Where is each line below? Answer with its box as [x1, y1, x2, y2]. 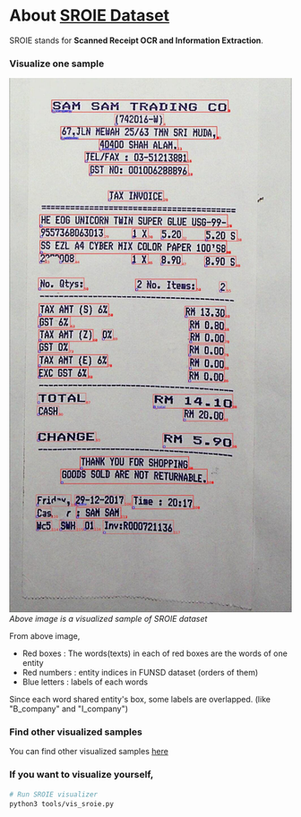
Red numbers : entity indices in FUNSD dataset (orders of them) [21, 668, 259, 678]
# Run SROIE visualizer [9, 789, 99, 799]
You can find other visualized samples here [9, 746, 168, 757]
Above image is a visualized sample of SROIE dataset [9, 614, 208, 625]
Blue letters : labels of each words [21, 677, 149, 687]
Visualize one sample [9, 57, 105, 70]
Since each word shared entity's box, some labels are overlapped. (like [9, 694, 271, 705]
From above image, [9, 631, 81, 642]
